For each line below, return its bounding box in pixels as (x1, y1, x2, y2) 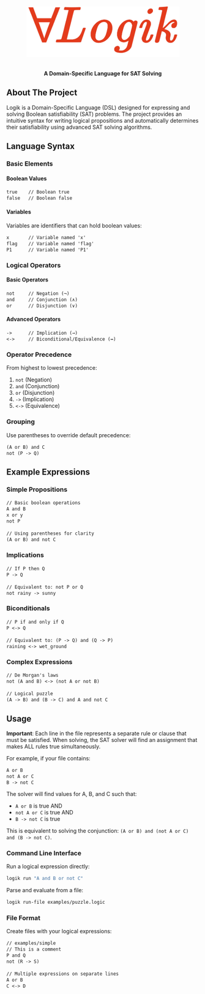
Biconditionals (6, 604, 50, 613)
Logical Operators (6, 261, 61, 269)
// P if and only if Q (6, 619, 64, 625)
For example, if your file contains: (6, 754, 91, 762)
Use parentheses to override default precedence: (6, 431, 131, 438)
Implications (6, 551, 44, 559)
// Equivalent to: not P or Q (6, 584, 84, 590)
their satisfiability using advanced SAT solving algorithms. (6, 123, 152, 131)
